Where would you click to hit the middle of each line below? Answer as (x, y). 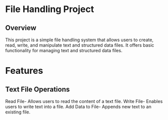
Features (24, 71)
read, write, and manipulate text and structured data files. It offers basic (80, 45)
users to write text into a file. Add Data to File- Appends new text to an (78, 107)
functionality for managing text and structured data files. (64, 50)
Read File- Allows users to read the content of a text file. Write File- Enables (84, 101)
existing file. (18, 112)
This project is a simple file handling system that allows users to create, (79, 40)
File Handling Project (50, 9)
